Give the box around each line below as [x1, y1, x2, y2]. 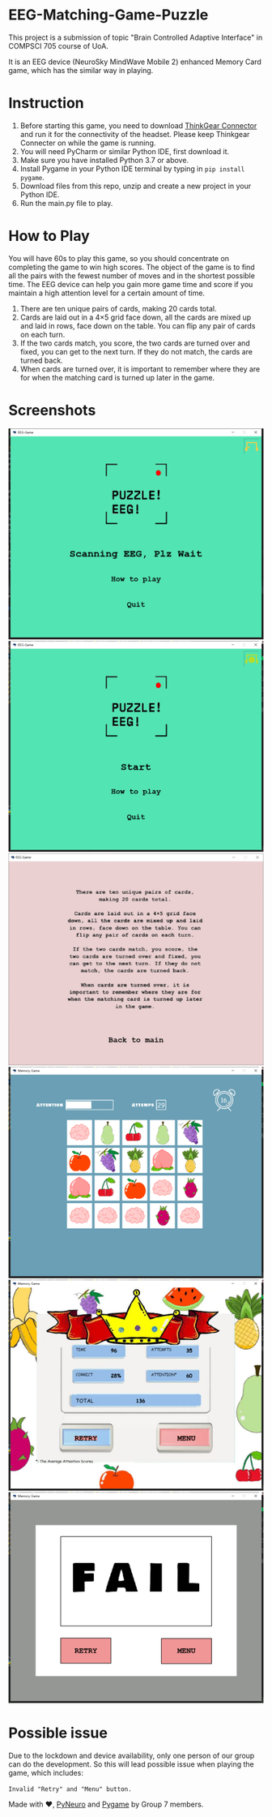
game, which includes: [8, 1768, 83, 1777]
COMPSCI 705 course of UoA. [8, 41, 109, 50]
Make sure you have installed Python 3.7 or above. [19, 155, 189, 165]
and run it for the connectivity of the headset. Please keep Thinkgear [19, 129, 250, 139]
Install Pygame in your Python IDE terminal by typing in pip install [19, 164, 245, 174]
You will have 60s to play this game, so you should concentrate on [8, 253, 229, 263]
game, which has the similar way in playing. [8, 65, 154, 75]
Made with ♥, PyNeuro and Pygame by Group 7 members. [8, 1799, 204, 1809]
